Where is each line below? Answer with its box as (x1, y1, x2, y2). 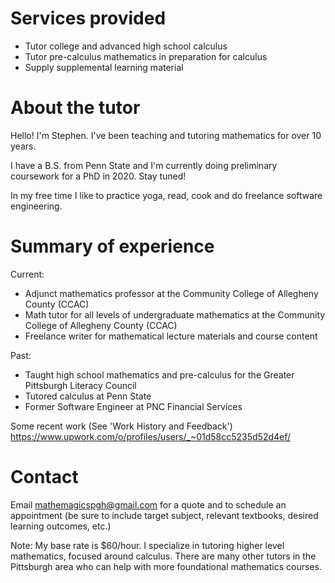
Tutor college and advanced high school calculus (24, 40, 228, 52)
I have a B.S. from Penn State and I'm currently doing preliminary (10, 159, 278, 171)
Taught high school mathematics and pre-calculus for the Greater (24, 368, 295, 381)
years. (10, 140, 37, 152)
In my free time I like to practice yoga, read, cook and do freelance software (10, 189, 323, 201)
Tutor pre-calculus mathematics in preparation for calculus (24, 50, 268, 62)
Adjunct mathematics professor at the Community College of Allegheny (24, 287, 319, 299)
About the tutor (10, 97, 141, 119)
